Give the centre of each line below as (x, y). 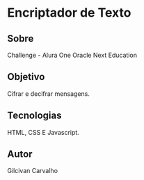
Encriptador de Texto (69, 13)
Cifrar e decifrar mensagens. (49, 93)
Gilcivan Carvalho (32, 171)
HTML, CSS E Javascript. (43, 132)
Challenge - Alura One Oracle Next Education (72, 55)
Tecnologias (34, 116)
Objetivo (26, 77)
